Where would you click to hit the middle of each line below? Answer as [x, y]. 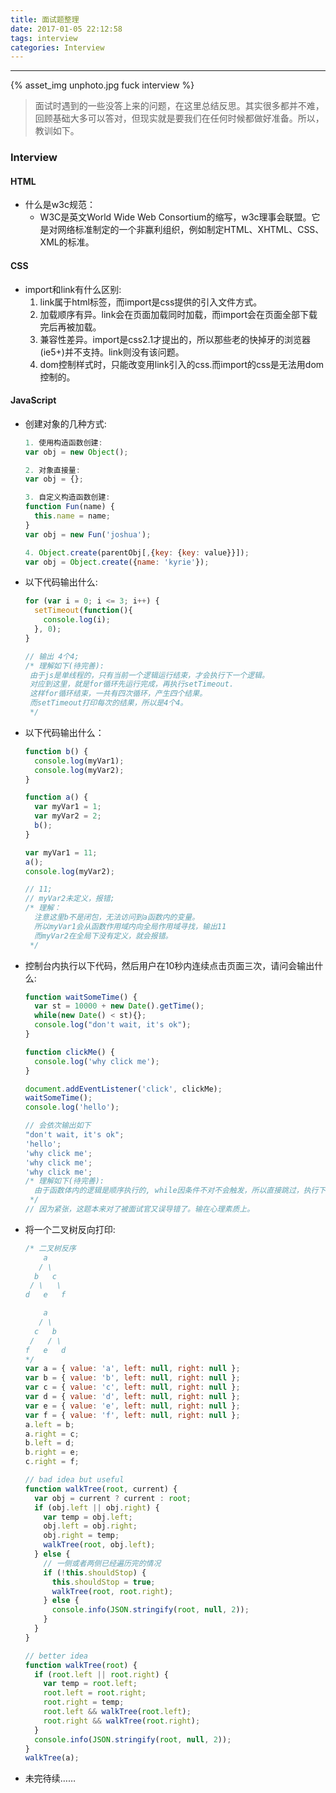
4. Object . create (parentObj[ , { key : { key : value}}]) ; [137, 552]
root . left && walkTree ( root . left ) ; [117, 1712]
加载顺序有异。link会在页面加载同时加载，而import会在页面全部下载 [178, 314]
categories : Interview [57, 47]
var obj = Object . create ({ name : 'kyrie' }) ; [117, 562]
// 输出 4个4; [52, 656]
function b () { [56, 751]
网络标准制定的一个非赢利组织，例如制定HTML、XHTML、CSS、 [191, 230]
